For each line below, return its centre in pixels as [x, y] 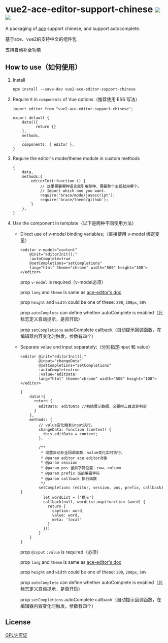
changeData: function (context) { [75, 429]
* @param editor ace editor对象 [74, 458]
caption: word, [68, 511]
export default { [31, 118]
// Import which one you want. [73, 191]
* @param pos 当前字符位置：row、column [81, 468]
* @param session [59, 462]
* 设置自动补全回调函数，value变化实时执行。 [83, 453]
